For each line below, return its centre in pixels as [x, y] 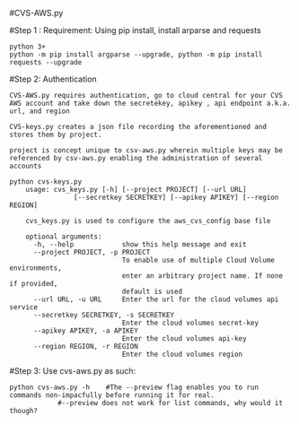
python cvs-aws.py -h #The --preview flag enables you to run [134, 387]
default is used [152, 291]
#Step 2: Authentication [53, 79]
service [24, 307]
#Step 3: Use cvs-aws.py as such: [73, 371]
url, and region [40, 111]
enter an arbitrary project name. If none [202, 276]
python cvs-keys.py [46, 182]
